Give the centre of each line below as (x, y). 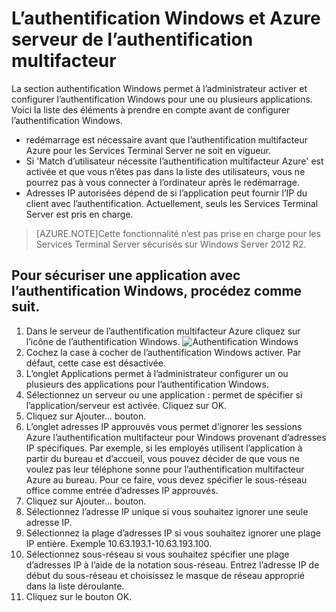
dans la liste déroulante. (75, 586)
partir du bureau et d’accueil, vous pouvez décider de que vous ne (163, 458)
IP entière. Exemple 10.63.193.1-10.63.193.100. (119, 543)
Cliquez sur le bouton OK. (79, 596)
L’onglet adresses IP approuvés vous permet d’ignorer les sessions (164, 426)
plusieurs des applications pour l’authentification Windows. (147, 384)
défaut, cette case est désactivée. (95, 363)
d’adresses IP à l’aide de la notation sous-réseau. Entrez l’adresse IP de (172, 564)
